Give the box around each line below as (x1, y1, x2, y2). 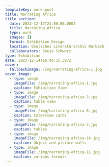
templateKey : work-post (5, 7, 54, 12)
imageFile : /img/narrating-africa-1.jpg (14, 81, 98, 85)
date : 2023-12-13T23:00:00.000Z (9, 21, 76, 26)
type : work (9, 30, 32, 35)
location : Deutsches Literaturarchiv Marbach (9, 44, 105, 49)
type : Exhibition (5, 53, 41, 58)
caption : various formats (14, 154, 67, 159)
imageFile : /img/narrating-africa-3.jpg (14, 94, 98, 99)
